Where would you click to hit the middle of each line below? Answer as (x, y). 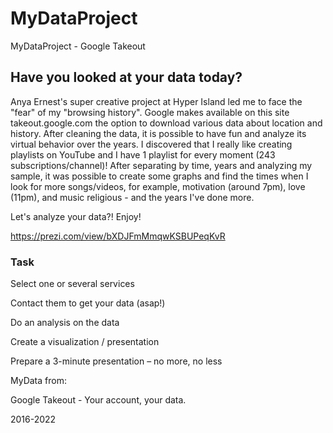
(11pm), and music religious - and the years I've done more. (132, 197)
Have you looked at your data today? (126, 77)
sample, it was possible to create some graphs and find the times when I (159, 176)
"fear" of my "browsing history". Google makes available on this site (150, 112)
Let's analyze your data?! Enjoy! (76, 216)
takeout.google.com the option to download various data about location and (166, 123)
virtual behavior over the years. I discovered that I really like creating (151, 144)
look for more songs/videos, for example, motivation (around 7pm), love (158, 186)
